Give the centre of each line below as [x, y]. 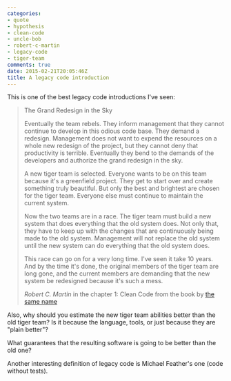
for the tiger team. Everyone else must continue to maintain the [113, 196]
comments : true [29, 65]
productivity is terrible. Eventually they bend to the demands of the [119, 153]
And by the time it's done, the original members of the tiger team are [121, 267]
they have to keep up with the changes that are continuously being [119, 231]
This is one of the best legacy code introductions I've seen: [91, 97]
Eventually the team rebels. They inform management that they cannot [124, 124]
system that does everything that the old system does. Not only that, [121, 224]
